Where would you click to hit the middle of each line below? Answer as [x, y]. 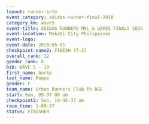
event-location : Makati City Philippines [59, 34]
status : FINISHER [28, 111]
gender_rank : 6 [25, 61]
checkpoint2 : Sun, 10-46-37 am [45, 100]
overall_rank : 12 [28, 56]
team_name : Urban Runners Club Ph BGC [54, 89]
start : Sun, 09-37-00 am [37, 95]
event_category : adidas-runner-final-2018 [60, 17]
